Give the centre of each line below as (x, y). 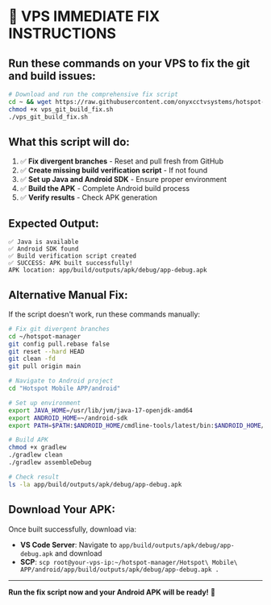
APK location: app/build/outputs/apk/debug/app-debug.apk (108, 270)
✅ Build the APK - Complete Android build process (105, 189)
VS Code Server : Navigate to (69, 545)
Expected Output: (54, 224)
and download (79, 553)
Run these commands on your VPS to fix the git (129, 63)
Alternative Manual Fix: (68, 294)
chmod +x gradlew (38, 448)
